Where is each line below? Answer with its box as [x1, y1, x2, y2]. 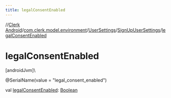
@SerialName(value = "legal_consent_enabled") [5, 77, 107, 83]
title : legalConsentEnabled [5, 7, 66, 13]
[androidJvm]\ [5, 67, 36, 73]
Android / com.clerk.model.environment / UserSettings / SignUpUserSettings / [5, 27, 162, 33]
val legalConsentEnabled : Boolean [5, 87, 78, 93]
